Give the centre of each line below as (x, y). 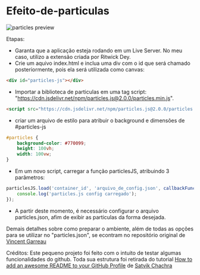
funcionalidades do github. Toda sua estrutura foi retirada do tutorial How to (99, 259)
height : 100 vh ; (36, 149)
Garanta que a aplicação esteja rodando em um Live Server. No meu (99, 50)
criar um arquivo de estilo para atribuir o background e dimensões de (100, 120)
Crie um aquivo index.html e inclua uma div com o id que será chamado (102, 63)
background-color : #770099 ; (51, 143)
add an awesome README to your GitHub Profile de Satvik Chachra (89, 265)
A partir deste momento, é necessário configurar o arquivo (87, 211)
